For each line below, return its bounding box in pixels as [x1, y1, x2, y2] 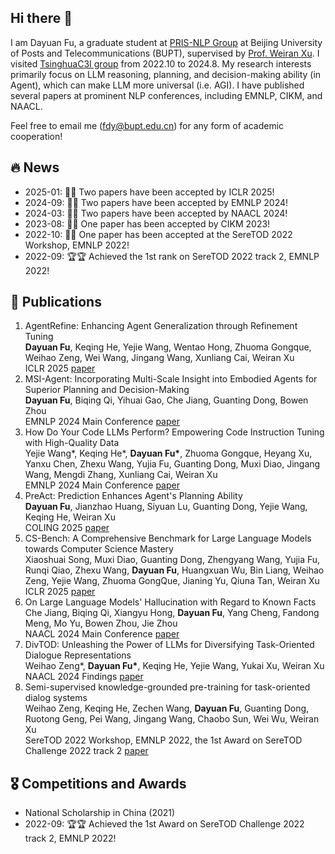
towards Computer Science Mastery [24, 543, 174, 555]
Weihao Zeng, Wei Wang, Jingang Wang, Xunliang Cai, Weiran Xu [24, 352, 295, 364]
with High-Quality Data [24, 437, 120, 449]
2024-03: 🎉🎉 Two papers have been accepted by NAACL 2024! [24, 207, 288, 219]
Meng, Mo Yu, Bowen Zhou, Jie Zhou [24, 617, 178, 630]
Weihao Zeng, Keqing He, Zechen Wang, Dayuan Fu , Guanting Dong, [24, 702, 310, 715]
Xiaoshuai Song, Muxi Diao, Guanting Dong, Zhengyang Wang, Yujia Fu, [24, 554, 321, 566]
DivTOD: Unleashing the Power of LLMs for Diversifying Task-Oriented [24, 639, 315, 651]
